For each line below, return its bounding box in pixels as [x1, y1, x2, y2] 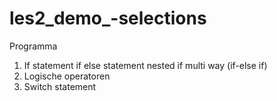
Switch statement [23, 80, 97, 92]
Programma [9, 40, 58, 52]
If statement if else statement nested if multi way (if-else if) [23, 59, 268, 71]
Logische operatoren [23, 70, 111, 82]
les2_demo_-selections [9, 7, 207, 30]
